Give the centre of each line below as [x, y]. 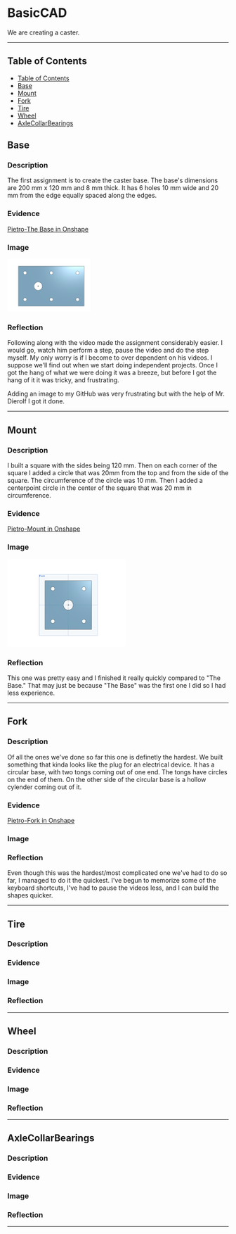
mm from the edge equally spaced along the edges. [82, 196]
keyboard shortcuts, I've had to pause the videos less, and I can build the [113, 888]
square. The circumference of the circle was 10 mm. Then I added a [105, 481]
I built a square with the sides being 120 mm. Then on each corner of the [112, 465]
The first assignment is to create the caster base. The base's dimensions [113, 180]
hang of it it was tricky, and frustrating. [63, 380]
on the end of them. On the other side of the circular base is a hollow [107, 779]
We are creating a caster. [44, 32]
